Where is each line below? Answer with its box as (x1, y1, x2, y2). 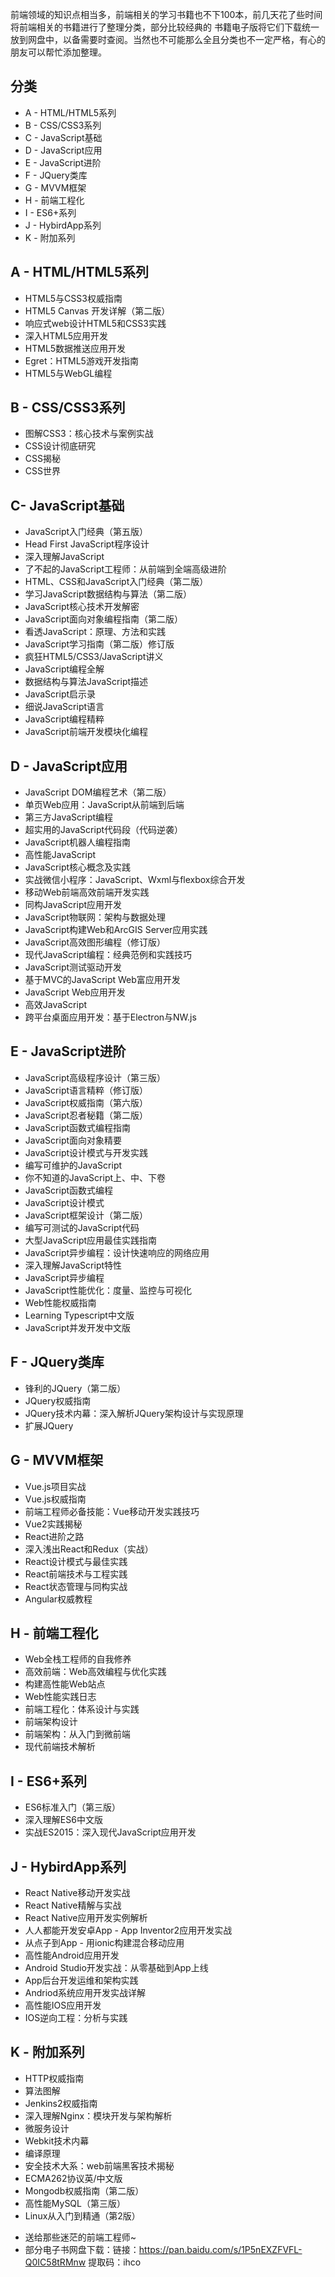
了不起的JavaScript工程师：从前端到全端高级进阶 (24, 563, 228, 575)
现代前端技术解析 (24, 1741, 96, 1753)
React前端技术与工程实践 (24, 1568, 128, 1580)
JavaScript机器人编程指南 (24, 836, 132, 848)
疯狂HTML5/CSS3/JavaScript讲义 (24, 651, 164, 663)
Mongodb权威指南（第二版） (24, 2184, 145, 2197)
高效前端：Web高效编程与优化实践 (24, 1666, 167, 1678)
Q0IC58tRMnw (24, 2256, 87, 2268)
